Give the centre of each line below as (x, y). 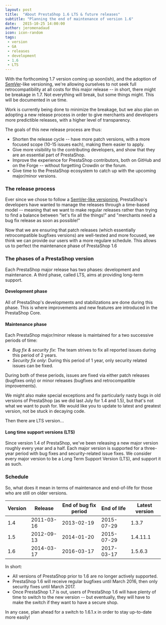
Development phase (26, 291)
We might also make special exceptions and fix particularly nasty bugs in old (83, 396)
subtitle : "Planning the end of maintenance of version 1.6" (69, 19)
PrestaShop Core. (23, 312)
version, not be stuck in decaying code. (45, 411)
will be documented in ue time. (36, 100)
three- (150, 448)
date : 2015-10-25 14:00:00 (35, 23)
